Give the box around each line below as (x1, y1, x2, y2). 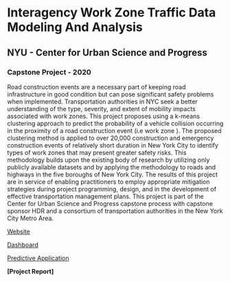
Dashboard (7, 240, 39, 248)
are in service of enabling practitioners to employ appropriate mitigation (7, 177, 211, 186)
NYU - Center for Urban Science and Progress (7, 47, 207, 58)
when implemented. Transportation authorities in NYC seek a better (7, 97, 198, 106)
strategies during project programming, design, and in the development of (7, 185, 217, 193)
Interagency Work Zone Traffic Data (7, 5, 216, 21)
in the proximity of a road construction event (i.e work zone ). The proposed (7, 126, 222, 134)
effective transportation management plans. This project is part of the (7, 192, 204, 200)
